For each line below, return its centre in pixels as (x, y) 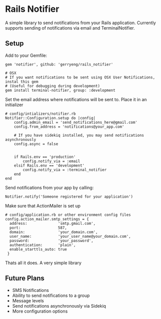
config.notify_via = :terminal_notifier (65, 170)
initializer (14, 105)
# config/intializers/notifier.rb (41, 114)
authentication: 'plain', (43, 245)
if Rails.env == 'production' (45, 157)
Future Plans (25, 278)
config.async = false (36, 144)
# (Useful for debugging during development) (52, 86)
